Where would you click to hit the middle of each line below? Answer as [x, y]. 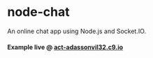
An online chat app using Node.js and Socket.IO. [77, 31]
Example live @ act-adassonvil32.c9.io [65, 47]
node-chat [38, 12]
